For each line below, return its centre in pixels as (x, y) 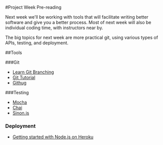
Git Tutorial (24, 77)
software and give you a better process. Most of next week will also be (78, 22)
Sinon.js (21, 113)
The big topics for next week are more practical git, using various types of (82, 38)
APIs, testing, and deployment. (37, 43)
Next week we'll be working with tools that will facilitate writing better (77, 17)
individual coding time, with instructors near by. (54, 28)
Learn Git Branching (33, 72)
